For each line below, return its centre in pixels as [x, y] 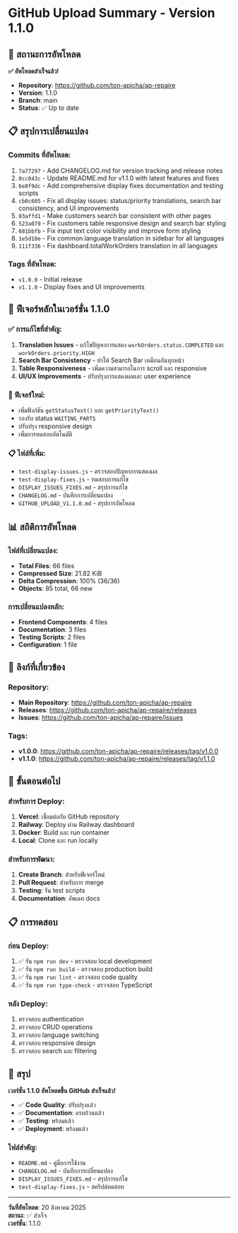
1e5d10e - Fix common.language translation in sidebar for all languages [121, 238]
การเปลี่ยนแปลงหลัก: [36, 606]
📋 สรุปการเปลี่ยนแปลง [48, 131]
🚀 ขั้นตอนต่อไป [34, 781]
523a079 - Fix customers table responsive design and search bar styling [122, 223]
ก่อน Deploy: [29, 946]
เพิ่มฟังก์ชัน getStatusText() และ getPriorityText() [89, 410]
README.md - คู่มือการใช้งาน [52, 1163]
